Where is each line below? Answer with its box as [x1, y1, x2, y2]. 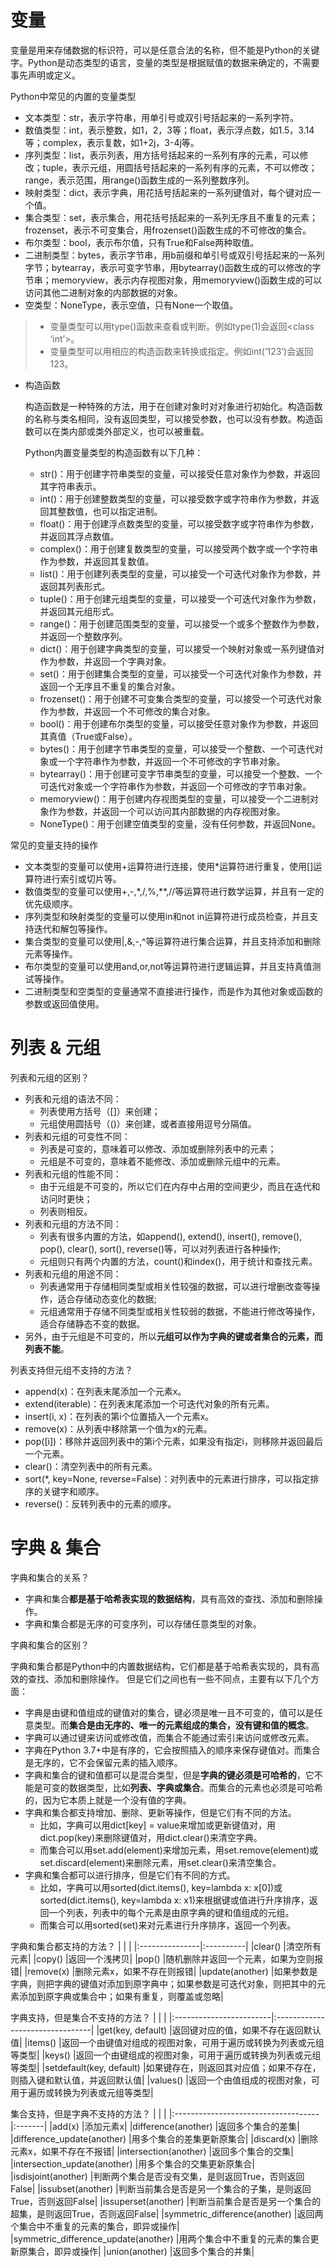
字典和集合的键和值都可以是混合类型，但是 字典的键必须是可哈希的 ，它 [24, 1769, 315, 1781]
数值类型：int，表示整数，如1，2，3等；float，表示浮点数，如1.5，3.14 [24, 124, 315, 136]
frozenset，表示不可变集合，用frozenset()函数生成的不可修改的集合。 [24, 224, 312, 236]
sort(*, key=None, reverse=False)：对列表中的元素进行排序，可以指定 [24, 1472, 311, 1485]
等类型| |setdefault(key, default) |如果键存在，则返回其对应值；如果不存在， [10, 2061, 322, 2073]
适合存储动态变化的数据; [57, 1292, 157, 1305]
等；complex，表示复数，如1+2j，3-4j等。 [24, 136, 200, 148]
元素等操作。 [24, 947, 78, 960]
